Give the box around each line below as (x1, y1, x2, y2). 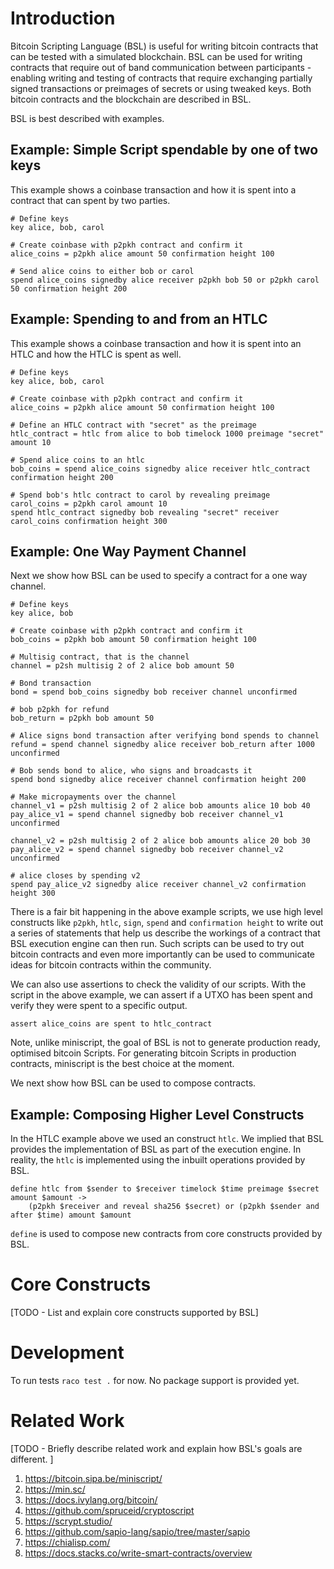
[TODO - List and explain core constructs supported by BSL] (10, 1307, 259, 1319)
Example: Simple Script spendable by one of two (10, 142, 319, 159)
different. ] (10, 1453, 54, 1465)
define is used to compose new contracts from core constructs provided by (10, 1228, 323, 1240)
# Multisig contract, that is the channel (10, 652, 190, 662)
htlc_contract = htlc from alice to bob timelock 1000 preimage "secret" (10, 428, 325, 439)
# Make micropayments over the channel (10, 792, 177, 802)
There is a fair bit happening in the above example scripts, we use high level (10, 906, 323, 918)
